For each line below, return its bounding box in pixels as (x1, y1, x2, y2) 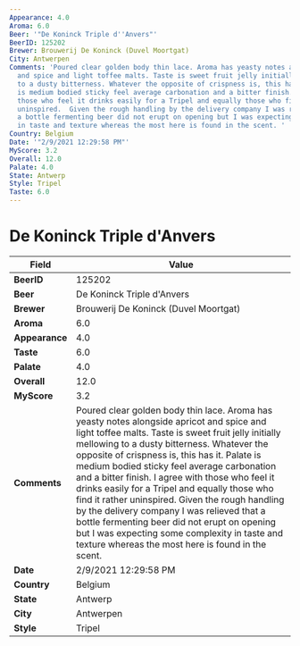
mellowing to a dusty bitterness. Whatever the (75, 437, 269, 449)
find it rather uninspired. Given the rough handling (75, 493, 285, 506)
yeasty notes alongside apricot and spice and (75, 415, 267, 427)
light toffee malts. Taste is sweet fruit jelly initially (75, 426, 281, 439)
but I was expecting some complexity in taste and (75, 526, 284, 539)
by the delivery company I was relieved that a (75, 504, 266, 516)
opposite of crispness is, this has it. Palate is (75, 449, 262, 461)
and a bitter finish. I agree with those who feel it (75, 471, 275, 483)
